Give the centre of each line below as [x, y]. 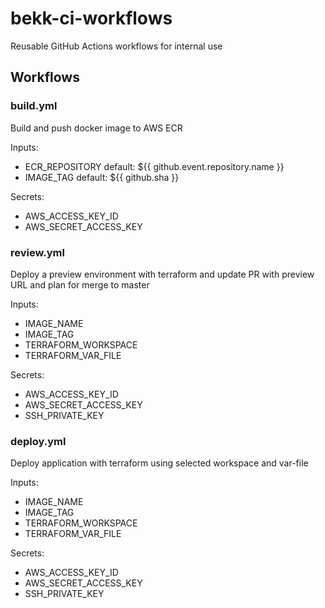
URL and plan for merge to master [80, 284]
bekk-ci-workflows [91, 18]
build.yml [34, 106]
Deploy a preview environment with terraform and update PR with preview [162, 274]
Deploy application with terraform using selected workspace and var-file [159, 463]
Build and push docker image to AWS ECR [96, 128]
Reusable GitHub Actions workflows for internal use [116, 46]
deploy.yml [38, 441]
